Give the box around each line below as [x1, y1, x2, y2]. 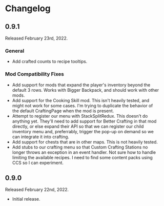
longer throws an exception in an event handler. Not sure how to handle [12, 149, 156, 155]
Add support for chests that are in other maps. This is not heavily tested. [12, 139, 158, 144]
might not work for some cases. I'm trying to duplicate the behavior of [12, 103, 153, 108]
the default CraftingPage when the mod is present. [12, 108, 114, 114]
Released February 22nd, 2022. [5, 186, 69, 193]
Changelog [5, 3, 51, 14]
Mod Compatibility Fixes [5, 71, 64, 78]
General [5, 47, 24, 54]
